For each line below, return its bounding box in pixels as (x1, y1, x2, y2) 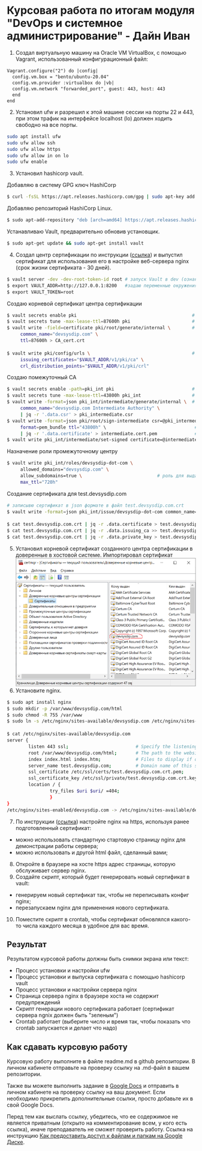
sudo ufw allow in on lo (7, 153, 69, 159)
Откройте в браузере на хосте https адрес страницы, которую (15, 860, 176, 867)
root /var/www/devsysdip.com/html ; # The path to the (28, 750, 182, 756)
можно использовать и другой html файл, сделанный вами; (15, 849, 168, 856)
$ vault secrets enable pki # (7, 312, 195, 319)
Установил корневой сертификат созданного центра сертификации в (15, 545, 193, 552)
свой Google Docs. (7, 1101, 55, 1109)
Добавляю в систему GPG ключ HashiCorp (7, 182, 116, 189)
